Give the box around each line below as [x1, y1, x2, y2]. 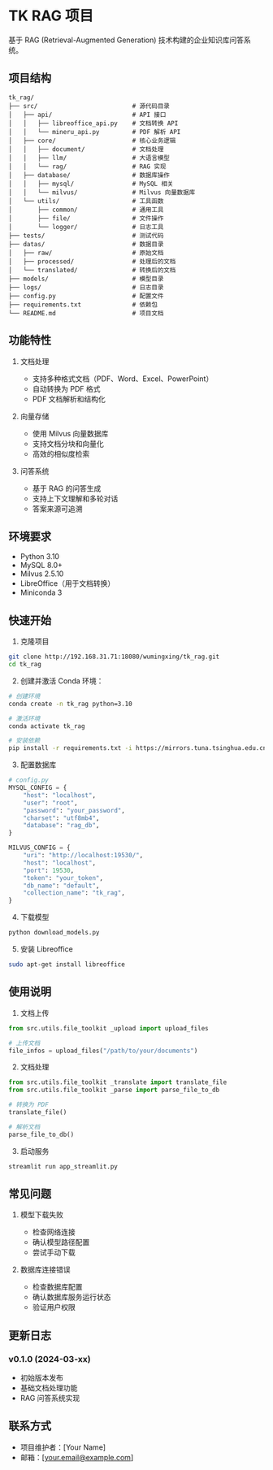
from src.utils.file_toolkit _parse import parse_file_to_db [8, 1086, 220, 1095]
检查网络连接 [32, 1227, 76, 1237]
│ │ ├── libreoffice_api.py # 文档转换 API [8, 119, 179, 128]
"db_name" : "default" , [23, 882, 100, 890]
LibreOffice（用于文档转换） [19, 579, 115, 588]
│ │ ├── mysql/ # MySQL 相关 [8, 180, 174, 188]
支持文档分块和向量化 [32, 439, 104, 449]
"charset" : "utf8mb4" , [23, 813, 100, 822]
